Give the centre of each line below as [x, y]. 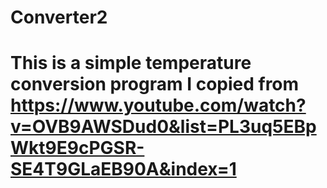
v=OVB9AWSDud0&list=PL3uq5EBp [163, 127]
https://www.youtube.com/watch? [158, 105]
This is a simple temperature [131, 63]
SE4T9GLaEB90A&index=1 [123, 169]
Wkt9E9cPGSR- [77, 148]
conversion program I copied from [155, 84]
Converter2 [59, 17]
